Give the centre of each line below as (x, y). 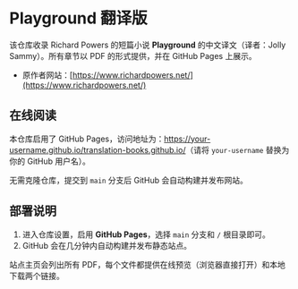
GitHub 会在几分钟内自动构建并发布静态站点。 (107, 245)
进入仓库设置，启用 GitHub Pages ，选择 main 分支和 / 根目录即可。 (146, 234)
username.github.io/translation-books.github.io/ (98, 149)
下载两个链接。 (37, 276)
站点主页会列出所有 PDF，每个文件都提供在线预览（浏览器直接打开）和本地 (148, 264)
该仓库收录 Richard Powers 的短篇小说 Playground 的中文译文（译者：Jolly (148, 45)
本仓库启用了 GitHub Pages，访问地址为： (87, 139)
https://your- (187, 139)
